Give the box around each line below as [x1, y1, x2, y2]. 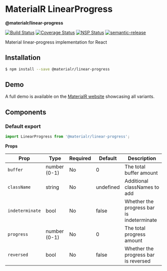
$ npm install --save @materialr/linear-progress [5, 67, 110, 71]
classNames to [124, 184, 160, 191]
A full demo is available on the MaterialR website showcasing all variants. [5, 93, 155, 100]
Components [5, 108, 46, 116]
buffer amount [124, 170, 158, 176]
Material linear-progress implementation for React [5, 39, 107, 45]
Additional [124, 178, 149, 184]
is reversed [124, 258, 151, 264]
